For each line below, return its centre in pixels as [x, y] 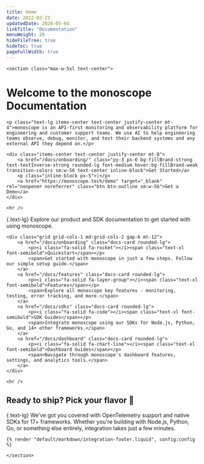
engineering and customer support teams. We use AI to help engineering [101, 133]
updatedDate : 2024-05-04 [38, 23]
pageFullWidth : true [33, 52]
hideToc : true [24, 47]
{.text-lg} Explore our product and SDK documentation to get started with [98, 219]
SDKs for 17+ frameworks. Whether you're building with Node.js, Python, [98, 421]
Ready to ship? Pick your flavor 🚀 [70, 401]
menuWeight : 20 [26, 35]
